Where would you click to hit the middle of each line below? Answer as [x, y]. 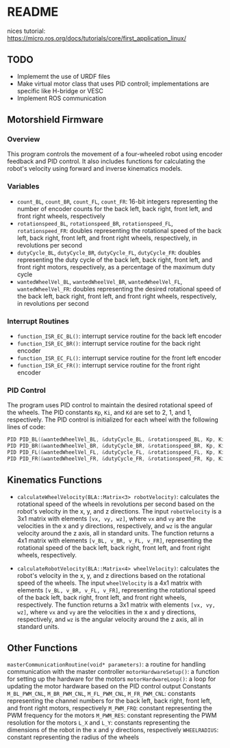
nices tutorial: [26, 31]
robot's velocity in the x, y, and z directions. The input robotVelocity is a [119, 511]
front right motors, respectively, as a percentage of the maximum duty [116, 267]
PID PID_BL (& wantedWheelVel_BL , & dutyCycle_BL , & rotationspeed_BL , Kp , [111, 439]
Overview [24, 139]
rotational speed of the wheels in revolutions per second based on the [116, 504]
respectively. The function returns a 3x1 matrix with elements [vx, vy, [116, 605]
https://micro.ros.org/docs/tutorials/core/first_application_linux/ [97, 38]
